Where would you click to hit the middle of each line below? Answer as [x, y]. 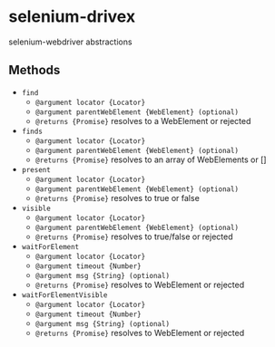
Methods [34, 70]
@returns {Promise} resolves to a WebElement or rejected [143, 120]
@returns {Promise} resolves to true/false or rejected [134, 236]
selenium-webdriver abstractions [70, 42]
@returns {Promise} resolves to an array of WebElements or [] [151, 159]
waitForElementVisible [64, 295]
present [36, 169]
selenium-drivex [72, 17]
